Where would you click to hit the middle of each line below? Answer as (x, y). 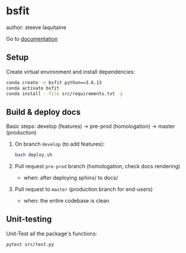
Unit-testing (29, 220)
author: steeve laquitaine (36, 27)
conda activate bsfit (33, 88)
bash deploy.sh (33, 155)
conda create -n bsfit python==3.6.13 (54, 82)
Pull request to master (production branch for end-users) (84, 189)
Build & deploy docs (44, 112)
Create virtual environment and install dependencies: (70, 72)
